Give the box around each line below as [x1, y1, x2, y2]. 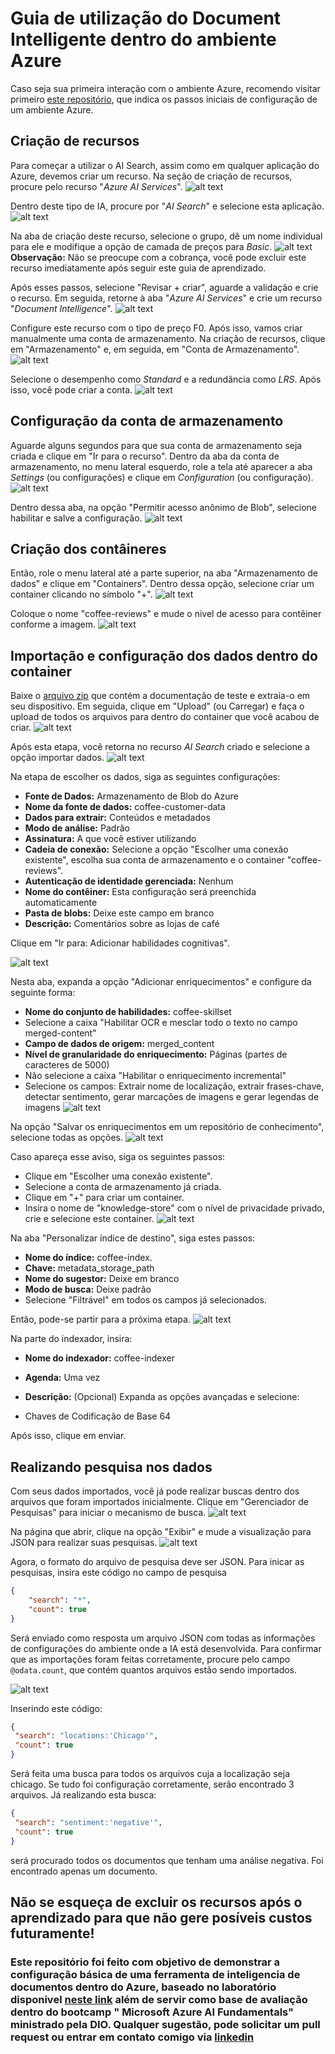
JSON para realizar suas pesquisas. [10, 1537, 158, 1548]
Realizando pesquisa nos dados [10, 1458, 213, 1476]
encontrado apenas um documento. [10, 1865, 158, 1877]
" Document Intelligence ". [10, 302, 113, 314]
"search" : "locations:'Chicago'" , [14, 1731, 159, 1741]
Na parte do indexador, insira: [10, 1333, 133, 1345]
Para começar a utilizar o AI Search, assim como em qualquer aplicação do [10, 159, 320, 171]
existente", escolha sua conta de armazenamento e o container [24, 854, 285, 866]
